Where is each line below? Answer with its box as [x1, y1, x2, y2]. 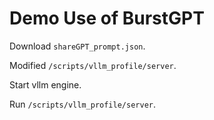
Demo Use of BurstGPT [9, 7, 205, 30]
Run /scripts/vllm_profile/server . [9, 98, 156, 110]
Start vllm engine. [9, 78, 82, 91]
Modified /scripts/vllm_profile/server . [9, 59, 177, 71]
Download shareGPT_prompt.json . [9, 40, 146, 52]
